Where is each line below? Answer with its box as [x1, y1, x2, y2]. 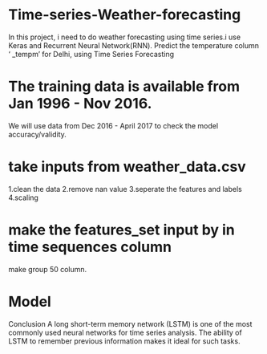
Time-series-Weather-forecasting [8, 6, 241, 24]
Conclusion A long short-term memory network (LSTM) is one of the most [8, 319, 253, 328]
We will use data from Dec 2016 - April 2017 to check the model [8, 120, 219, 130]
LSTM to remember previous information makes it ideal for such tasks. [8, 336, 241, 346]
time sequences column [8, 238, 172, 256]
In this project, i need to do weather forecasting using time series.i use [8, 32, 241, 42]
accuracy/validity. [8, 129, 67, 139]
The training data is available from [8, 78, 241, 96]
